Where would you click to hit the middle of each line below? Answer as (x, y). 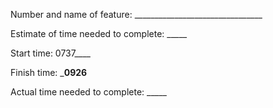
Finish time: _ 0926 (49, 72)
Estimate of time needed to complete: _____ (99, 33)
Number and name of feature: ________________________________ (136, 14)
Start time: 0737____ (51, 53)
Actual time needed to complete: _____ (88, 92)
